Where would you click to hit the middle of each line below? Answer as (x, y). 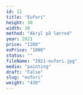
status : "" (19, 55)
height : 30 (19, 22)
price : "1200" (24, 45)
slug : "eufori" (25, 77)
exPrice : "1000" (26, 50)
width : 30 (18, 28)
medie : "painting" (29, 66)
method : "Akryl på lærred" (39, 34)
